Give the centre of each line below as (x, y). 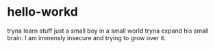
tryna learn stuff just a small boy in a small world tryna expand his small (108, 31)
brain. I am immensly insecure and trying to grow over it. (87, 37)
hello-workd (43, 12)
